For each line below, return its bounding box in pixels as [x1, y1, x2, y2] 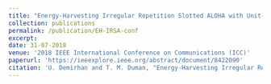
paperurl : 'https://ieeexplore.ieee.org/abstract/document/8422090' [8, 57, 244, 65]
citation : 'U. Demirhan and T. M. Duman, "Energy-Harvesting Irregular [8, 64, 254, 72]
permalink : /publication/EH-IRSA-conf [8, 26, 139, 34]
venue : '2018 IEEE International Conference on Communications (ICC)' [8, 49, 251, 57]
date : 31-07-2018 [8, 42, 67, 50]
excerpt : [8, 34, 38, 42]
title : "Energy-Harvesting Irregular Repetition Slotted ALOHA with [8, 11, 244, 20]
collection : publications [8, 19, 95, 27]
